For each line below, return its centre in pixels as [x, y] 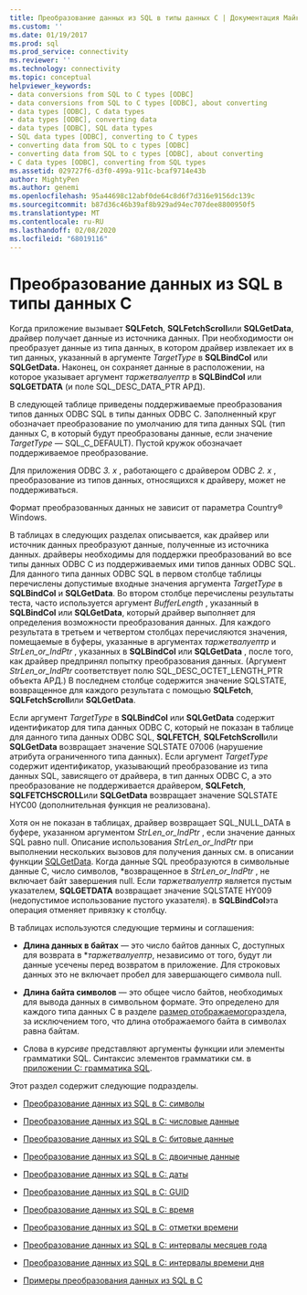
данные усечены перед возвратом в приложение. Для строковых [151, 965]
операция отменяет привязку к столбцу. [88, 911]
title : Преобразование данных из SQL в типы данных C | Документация [145, 18]
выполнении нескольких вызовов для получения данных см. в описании [152, 852]
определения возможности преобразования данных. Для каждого [140, 623]
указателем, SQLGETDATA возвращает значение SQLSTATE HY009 [141, 890]
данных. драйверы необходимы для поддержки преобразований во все [151, 554]
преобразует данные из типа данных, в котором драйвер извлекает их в [152, 348]
